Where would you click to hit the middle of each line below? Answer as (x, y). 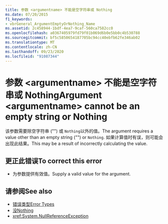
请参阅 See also (29, 191)
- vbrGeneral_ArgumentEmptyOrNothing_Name (50, 24)
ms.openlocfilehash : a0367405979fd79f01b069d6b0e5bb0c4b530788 (73, 33)
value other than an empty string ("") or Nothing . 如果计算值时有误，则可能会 (84, 137)
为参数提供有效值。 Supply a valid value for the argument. (72, 174)
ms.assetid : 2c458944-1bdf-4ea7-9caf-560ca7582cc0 (59, 28)
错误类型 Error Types (33, 204)
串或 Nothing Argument (54, 95)
